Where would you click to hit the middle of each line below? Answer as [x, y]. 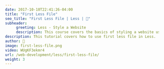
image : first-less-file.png [34, 46]
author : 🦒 [15, 41]
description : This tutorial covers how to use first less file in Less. [81, 37]
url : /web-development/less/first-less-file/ [52, 55]
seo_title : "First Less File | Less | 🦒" [48, 18]
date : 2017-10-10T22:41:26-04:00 [39, 9]
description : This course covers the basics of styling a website [85, 32]
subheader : [16, 23]
